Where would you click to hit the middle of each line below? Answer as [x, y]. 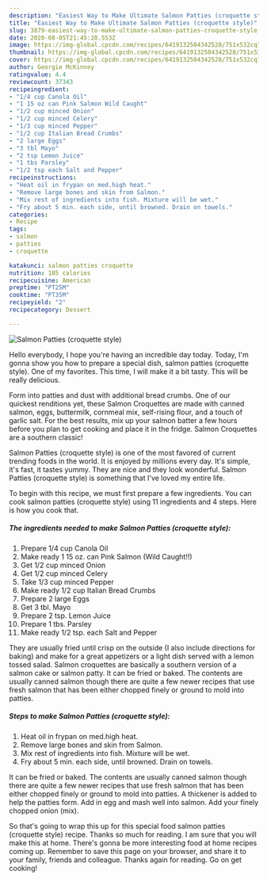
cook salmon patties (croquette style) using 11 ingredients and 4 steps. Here [133, 502]
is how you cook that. [44, 510]
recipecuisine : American [50, 280]
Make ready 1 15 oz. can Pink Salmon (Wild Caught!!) [106, 556]
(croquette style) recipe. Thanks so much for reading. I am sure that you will [133, 834]
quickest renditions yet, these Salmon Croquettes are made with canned [127, 403]
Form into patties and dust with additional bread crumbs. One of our [120, 395]
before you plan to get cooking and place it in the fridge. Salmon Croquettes [133, 429]
